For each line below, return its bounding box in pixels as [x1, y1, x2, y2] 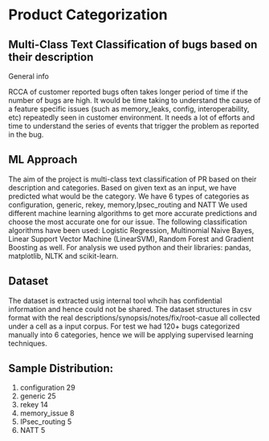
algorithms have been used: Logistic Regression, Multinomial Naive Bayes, [8, 225, 255, 235]
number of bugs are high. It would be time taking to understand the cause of [8, 96, 261, 105]
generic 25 [19, 391, 56, 401]
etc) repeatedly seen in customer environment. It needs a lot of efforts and [8, 112, 255, 122]
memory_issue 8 [19, 408, 75, 419]
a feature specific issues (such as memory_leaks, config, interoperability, [8, 104, 250, 113]
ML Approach [8, 153, 78, 166]
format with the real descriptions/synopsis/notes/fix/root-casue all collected [8, 312, 261, 322]
